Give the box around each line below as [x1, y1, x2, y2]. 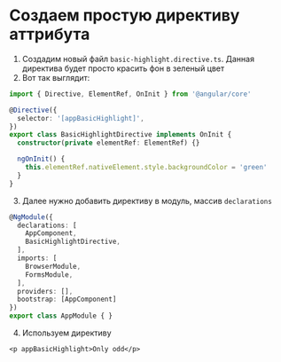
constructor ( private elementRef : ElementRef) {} [17, 138, 200, 147]
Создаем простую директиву [9, 5, 240, 26]
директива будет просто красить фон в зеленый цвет [21, 63, 225, 74]
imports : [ [17, 254, 58, 263]
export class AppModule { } [9, 311, 113, 320]
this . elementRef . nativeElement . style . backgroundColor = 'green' [25, 163, 268, 172]
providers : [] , [17, 287, 74, 295]
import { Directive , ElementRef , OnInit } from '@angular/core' [9, 90, 252, 98]
